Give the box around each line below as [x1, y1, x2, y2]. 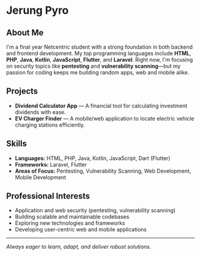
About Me [6, 28, 44, 38]
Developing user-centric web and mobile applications [14, 226, 147, 233]
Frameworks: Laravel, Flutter [14, 161, 87, 168]
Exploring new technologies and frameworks [14, 219, 126, 227]
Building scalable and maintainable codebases [14, 213, 130, 221]
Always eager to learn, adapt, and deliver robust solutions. [6, 243, 151, 251]
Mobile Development [14, 173, 66, 180]
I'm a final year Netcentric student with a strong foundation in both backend [6, 43, 193, 50]
